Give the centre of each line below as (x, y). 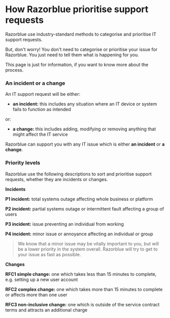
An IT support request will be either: (43, 94)
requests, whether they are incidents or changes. (57, 179)
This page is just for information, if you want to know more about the (77, 64)
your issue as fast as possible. (49, 254)
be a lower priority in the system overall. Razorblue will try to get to (88, 249)
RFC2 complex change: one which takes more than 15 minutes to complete (84, 289)
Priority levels (23, 163)
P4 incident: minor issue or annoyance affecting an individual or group (79, 234)
